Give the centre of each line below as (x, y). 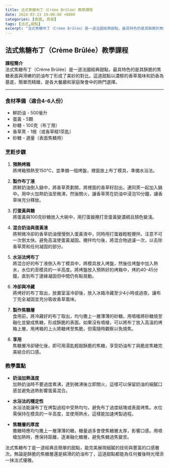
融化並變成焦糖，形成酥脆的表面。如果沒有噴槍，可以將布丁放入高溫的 (85, 322)
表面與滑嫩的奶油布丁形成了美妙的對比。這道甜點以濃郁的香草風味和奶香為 (87, 75)
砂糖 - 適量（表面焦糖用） (39, 138)
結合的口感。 (30, 352)
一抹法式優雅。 (21, 460)
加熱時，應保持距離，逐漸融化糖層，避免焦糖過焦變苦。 (74, 437)
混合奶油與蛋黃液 (30, 227)
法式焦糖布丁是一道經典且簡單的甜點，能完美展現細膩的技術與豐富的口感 (80, 447)
